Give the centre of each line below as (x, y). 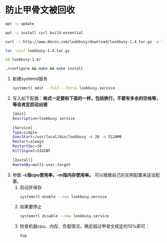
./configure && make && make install (44, 69)
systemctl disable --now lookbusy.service (64, 216)
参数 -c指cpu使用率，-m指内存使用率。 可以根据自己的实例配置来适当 (84, 175)
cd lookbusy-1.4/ (23, 60)
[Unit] (19, 114)
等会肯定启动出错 (30, 104)
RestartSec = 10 (27, 146)
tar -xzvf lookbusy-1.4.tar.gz (38, 51)
